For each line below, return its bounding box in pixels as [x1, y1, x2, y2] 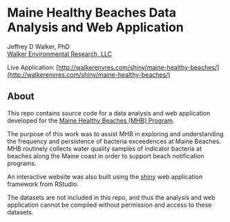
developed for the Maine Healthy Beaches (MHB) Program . [7, 116, 175, 124]
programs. [7, 159, 37, 167]
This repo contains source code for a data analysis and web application [7, 109, 211, 117]
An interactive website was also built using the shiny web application [7, 172, 203, 181]
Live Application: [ [7, 63, 59, 71]
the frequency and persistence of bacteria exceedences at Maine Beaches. [7, 137, 222, 145]
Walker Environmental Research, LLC [7, 50, 113, 58]
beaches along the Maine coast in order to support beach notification [7, 151, 205, 160]
